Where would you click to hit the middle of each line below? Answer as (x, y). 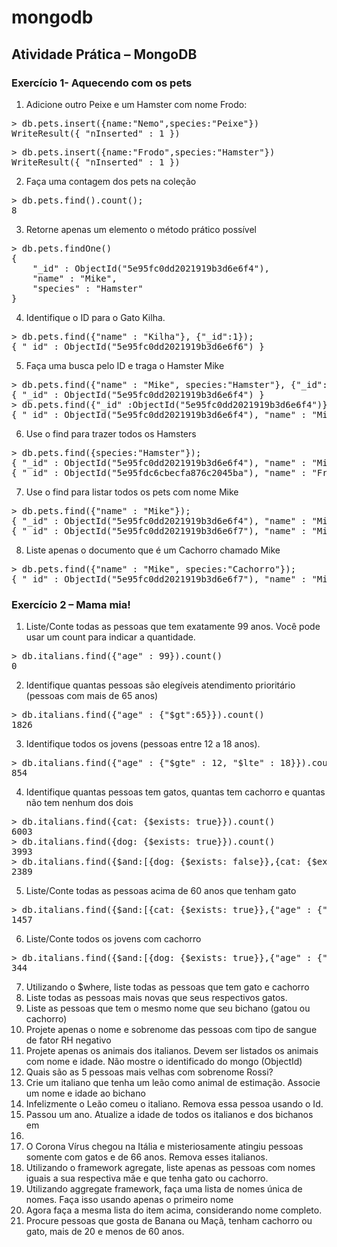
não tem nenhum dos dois (79, 803)
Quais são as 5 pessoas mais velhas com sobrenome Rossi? (149, 1072)
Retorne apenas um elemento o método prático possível (141, 229)
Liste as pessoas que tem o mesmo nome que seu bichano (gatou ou (168, 1008)
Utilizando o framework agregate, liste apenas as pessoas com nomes (170, 1168)
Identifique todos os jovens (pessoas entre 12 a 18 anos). (143, 744)
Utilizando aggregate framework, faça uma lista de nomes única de (164, 1189)
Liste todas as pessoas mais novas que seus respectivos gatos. (156, 998)
